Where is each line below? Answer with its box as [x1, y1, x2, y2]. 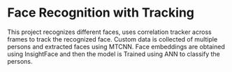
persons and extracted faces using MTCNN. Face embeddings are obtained [7, 42, 225, 51]
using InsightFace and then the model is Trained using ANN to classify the [7, 50, 220, 58]
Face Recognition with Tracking [7, 5, 194, 21]
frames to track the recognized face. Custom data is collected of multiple [7, 35, 218, 43]
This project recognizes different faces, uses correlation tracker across [7, 28, 212, 36]
